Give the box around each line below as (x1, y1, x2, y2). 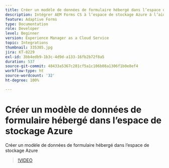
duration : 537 (5, 59, 35, 64)
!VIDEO (17, 157, 33, 163)
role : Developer (5, 26, 39, 31)
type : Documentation (5, 21, 49, 27)
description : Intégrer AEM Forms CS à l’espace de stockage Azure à (5, 12, 152, 17)
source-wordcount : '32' (5, 73, 55, 78)
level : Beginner (5, 31, 39, 36)
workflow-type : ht (5, 69, 44, 74)
